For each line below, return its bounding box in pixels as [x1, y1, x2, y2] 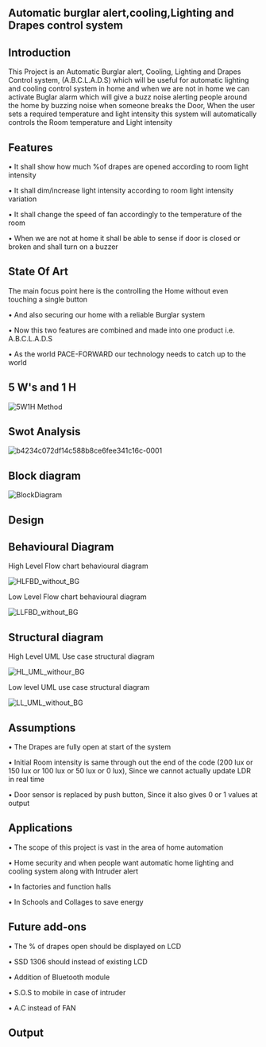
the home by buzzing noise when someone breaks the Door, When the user [8, 101, 256, 111]
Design [8, 513, 44, 527]
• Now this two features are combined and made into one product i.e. [8, 325, 236, 335]
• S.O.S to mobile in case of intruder [8, 987, 126, 997]
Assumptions [8, 721, 76, 734]
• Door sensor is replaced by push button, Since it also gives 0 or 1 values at [8, 790, 258, 800]
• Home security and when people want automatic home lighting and [8, 858, 234, 867]
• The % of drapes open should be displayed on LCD [8, 941, 182, 951]
